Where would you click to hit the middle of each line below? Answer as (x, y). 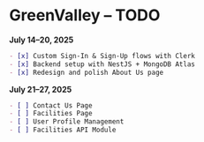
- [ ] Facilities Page (51, 114)
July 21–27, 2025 (41, 89)
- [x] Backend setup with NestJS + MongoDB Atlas (102, 64)
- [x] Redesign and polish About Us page (87, 72)
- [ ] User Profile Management (67, 122)
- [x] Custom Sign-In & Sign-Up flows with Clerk (102, 56)
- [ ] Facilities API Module (63, 130)
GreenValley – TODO (85, 15)
